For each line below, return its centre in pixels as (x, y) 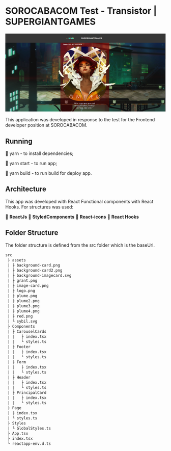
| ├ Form (17, 362)
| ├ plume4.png (23, 311)
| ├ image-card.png (28, 285)
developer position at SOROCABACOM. (46, 125)
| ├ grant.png (22, 280)
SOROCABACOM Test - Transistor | (81, 11)
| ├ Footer (19, 347)
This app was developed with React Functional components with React (79, 201)
